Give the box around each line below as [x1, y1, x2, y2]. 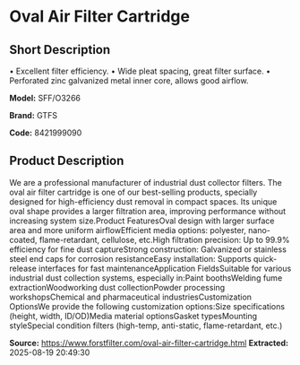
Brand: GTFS [9, 110, 58, 120]
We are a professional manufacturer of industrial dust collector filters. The [9, 177, 282, 187]
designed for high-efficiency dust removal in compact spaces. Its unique [9, 196, 278, 207]
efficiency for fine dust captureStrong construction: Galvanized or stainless [9, 244, 287, 255]
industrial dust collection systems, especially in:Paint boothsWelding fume [9, 272, 283, 283]
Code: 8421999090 [9, 127, 82, 138]
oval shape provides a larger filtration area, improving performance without [9, 205, 287, 216]
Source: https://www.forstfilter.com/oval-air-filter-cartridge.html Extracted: [9, 337, 289, 348]
